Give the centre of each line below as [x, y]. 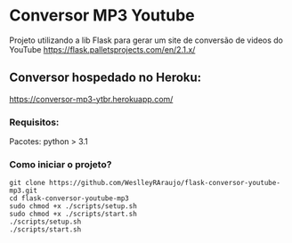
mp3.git [24, 191]
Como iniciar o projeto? [61, 164]
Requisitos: [34, 122]
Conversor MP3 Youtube [102, 16]
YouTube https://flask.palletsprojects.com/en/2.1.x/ [102, 49]
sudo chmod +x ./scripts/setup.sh [73, 207]
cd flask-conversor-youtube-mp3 [69, 198]
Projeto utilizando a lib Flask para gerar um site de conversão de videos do [146, 40]
